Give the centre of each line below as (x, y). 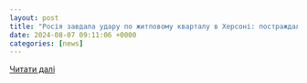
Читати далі (32, 69)
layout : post (34, 18)
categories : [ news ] (47, 43)
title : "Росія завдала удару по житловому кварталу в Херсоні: (132, 26)
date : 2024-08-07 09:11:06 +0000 (73, 35)
